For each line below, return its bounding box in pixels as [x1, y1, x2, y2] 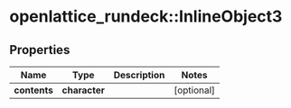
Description [113, 69, 165, 81]
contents [14, 84, 54, 96]
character [61, 84, 106, 96]
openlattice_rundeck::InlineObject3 [9, 6, 283, 27]
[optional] [173, 84, 215, 96]
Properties [9, 42, 70, 58]
